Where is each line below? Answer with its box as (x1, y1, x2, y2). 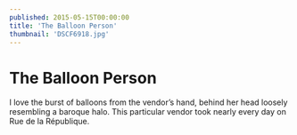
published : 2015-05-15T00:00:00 (9, 12, 129, 22)
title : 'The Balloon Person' (9, 21, 118, 30)
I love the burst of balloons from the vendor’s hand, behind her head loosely (9, 97, 288, 107)
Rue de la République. (9, 116, 90, 127)
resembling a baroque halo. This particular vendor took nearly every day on (9, 107, 287, 117)
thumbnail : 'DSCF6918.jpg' (9, 29, 110, 38)
